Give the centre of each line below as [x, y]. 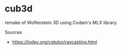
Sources [13, 32]
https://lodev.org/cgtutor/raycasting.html [54, 42]
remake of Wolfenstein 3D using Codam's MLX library [61, 22]
